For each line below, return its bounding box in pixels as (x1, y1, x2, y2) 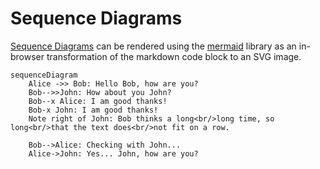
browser (10, 50, 45, 62)
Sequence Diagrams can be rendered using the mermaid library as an (10, 40, 297, 52)
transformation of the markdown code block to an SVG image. (46, 50, 302, 62)
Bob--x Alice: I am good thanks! (28, 96, 168, 106)
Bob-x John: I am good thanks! (28, 105, 159, 115)
